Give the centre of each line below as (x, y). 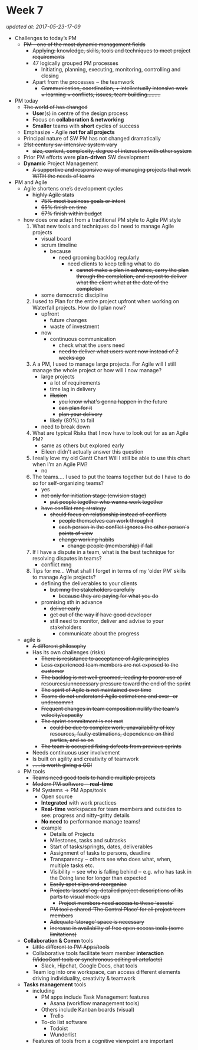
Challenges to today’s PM (45, 38)
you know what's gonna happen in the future (113, 401)
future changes (68, 320)
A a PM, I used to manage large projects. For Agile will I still (104, 364)
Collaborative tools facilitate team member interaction (98, 953)
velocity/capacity (62, 715)
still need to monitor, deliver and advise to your (107, 621)
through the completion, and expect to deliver (132, 276)
